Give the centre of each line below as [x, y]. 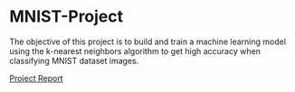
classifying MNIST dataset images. [74, 60]
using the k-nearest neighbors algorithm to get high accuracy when [135, 51]
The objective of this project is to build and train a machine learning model [148, 41]
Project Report [36, 78]
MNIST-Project [67, 17]
